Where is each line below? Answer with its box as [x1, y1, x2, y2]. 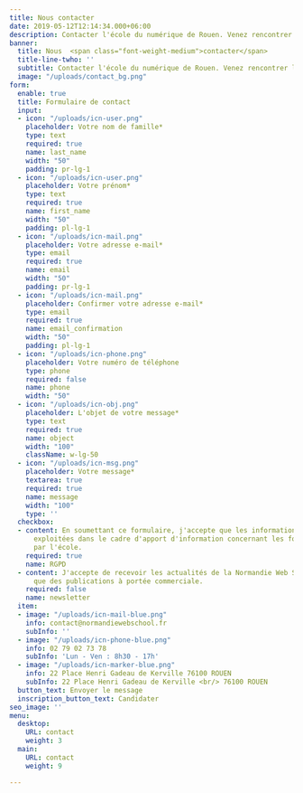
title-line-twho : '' [17, 55, 95, 64]
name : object [25, 433, 75, 443]
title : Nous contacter [9, 13, 95, 23]
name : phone [25, 383, 70, 392]
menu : [9, 711, 30, 720]
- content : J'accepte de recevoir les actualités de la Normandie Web [17, 568, 289, 577]
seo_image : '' [9, 703, 63, 712]
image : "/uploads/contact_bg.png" [17, 72, 147, 81]
